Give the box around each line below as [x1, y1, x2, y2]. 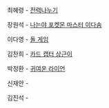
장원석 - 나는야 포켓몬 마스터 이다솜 [7, 21, 102, 29]
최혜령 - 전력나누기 [7, 6, 59, 14]
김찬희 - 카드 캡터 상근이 [7, 50, 73, 58]
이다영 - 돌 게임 [7, 35, 49, 43]
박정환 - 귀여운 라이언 [7, 65, 66, 72]
